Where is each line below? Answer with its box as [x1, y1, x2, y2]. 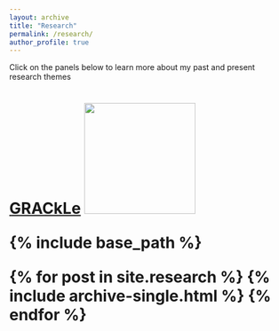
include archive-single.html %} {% [9, 286, 272, 306]
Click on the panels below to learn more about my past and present [9, 62, 256, 73]
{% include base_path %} [9, 232, 203, 253]
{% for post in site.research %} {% [9, 267, 271, 288]
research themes [9, 72, 71, 83]
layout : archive [9, 12, 69, 22]
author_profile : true [9, 37, 90, 47]
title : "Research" [9, 21, 77, 30]
